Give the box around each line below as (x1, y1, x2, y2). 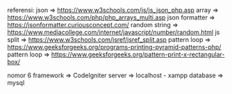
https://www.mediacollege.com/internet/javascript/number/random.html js (7, 28, 220, 36)
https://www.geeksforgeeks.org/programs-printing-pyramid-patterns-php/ (7, 43, 222, 51)
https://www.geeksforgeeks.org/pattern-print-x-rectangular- (51, 50, 225, 58)
